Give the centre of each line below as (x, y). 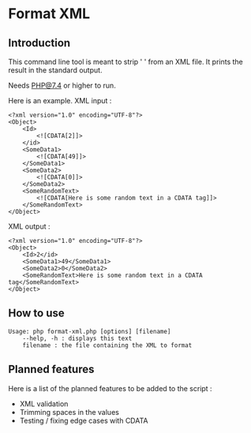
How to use (36, 314)
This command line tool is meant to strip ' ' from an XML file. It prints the (126, 62)
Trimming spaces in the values (69, 412)
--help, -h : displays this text (77, 338)
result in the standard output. (55, 70)
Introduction (39, 43)
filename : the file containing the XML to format (107, 345)
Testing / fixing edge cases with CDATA (84, 420)
